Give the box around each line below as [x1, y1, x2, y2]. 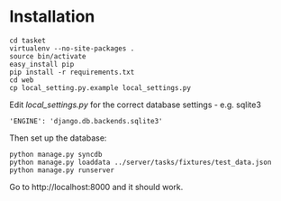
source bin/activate [9, 51, 87, 60]
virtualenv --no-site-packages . [9, 43, 135, 53]
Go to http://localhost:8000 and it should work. [9, 181, 184, 192]
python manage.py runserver [9, 165, 115, 175]
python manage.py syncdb [9, 150, 103, 159]
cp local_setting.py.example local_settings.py [9, 83, 192, 92]
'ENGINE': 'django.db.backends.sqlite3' [9, 116, 164, 125]
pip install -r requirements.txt [9, 68, 135, 77]
